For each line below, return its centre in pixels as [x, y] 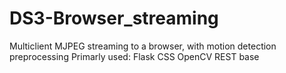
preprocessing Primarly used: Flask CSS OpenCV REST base [134, 56]
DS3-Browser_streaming [114, 18]
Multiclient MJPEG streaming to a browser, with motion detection [143, 46]
